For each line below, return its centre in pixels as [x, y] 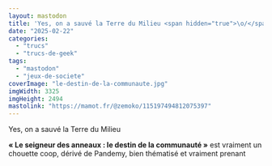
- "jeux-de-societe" [50, 76]
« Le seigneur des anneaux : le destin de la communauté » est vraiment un [135, 145]
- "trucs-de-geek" [47, 53]
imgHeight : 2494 [36, 99]
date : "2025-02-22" [41, 31]
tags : [17, 62]
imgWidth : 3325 [34, 91]
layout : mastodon [38, 16]
